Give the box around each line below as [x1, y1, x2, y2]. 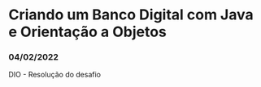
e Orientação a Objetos [8, 23, 167, 41]
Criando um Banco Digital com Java [8, 6, 254, 24]
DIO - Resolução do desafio [8, 70, 102, 80]
